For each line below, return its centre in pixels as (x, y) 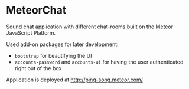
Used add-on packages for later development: (63, 44)
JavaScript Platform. (31, 32)
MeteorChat (36, 10)
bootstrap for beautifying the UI (53, 55)
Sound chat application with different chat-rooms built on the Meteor (89, 27)
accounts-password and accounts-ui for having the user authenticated (99, 62)
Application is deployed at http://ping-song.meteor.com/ (74, 80)
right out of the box (38, 68)
